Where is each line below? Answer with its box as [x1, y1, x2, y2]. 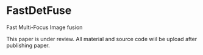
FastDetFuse [6, 4, 72, 18]
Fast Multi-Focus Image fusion [6, 24, 83, 31]
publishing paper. [6, 42, 50, 49]
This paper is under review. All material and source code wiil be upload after [6, 35, 198, 42]
